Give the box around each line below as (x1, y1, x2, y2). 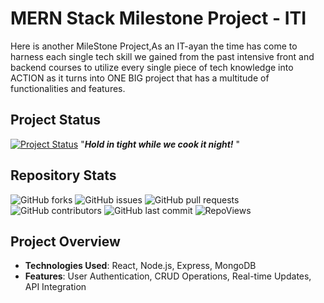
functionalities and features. (10, 82, 126, 94)
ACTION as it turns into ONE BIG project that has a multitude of (10, 72, 270, 84)
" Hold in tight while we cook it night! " (80, 138, 241, 150)
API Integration (24, 281, 87, 293)
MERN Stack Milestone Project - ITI (10, 7, 307, 30)
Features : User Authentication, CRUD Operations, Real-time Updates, (24, 270, 312, 282)
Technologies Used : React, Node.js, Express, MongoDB (24, 260, 257, 272)
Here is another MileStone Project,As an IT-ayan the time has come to (10, 40, 298, 52)
